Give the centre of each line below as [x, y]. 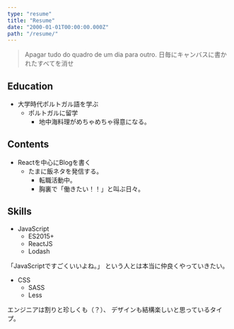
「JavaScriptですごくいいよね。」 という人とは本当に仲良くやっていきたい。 [118, 265]
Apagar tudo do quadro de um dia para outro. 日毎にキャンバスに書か [126, 54]
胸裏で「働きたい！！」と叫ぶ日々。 [92, 189]
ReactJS [40, 243]
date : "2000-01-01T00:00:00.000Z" [58, 27]
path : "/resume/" [33, 34]
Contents [28, 145]
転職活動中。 [57, 180]
